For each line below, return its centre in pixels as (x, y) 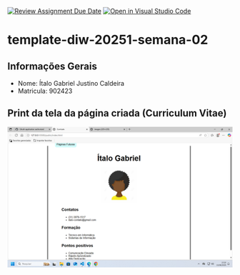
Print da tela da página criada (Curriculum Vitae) (117, 113)
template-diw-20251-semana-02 (108, 40)
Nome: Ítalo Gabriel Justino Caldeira (71, 83)
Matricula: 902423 (45, 91)
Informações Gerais (52, 66)
